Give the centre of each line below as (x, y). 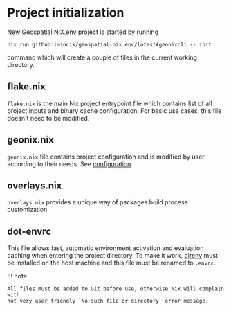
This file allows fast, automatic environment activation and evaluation (105, 248)
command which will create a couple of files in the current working (102, 57)
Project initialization (66, 13)
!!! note (17, 276)
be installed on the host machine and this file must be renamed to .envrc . (111, 263)
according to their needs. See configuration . (70, 163)
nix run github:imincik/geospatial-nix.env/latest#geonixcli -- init (110, 44)
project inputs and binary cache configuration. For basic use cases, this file (114, 110)
